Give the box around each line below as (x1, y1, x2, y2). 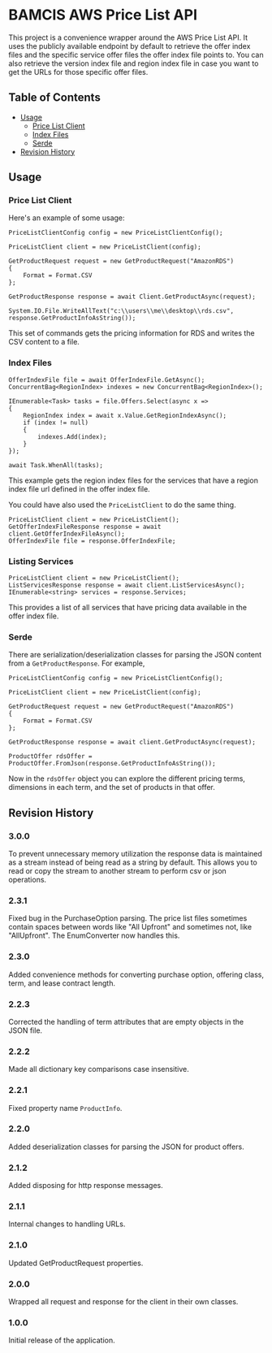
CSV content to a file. (8, 337, 80, 347)
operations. (8, 875, 47, 885)
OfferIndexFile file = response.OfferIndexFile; (8, 536, 176, 545)
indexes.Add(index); (37, 432, 107, 440)
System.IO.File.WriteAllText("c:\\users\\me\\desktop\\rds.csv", (8, 307, 234, 315)
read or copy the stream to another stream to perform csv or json (8, 866, 227, 876)
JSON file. (8, 1026, 43, 1035)
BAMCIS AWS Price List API (8, 6, 197, 24)
